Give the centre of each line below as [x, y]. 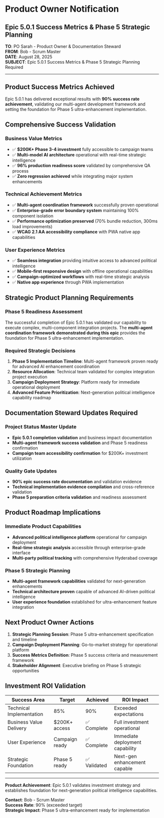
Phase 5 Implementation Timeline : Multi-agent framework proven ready [85, 361]
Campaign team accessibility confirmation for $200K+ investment [80, 453]
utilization [22, 458]
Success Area [28, 700]
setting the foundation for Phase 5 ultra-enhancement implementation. [76, 109]
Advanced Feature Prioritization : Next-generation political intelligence [83, 392]
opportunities [26, 670]
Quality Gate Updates [31, 471]
